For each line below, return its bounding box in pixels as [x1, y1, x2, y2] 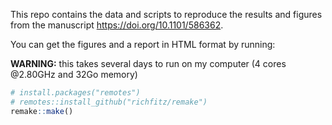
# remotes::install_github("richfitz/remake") [10, 97, 208, 107]
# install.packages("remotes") [10, 88, 141, 98]
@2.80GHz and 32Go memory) [10, 69, 138, 80]
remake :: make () [10, 106, 74, 116]
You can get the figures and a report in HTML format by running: [10, 39, 276, 50]
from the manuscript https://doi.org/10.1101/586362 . [10, 19, 224, 31]
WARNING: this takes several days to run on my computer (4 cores [10, 58, 287, 69]
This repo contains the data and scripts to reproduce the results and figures [10, 9, 323, 20]
